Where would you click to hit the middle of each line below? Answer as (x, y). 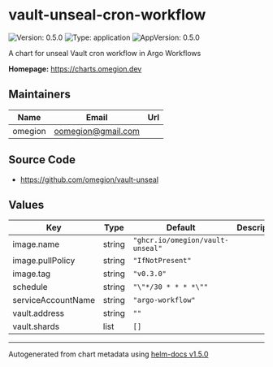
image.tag (32, 274)
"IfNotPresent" (162, 261)
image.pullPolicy (44, 261)
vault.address (39, 313)
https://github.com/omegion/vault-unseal (89, 179)
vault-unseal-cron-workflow (107, 15)
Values (26, 205)
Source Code (42, 160)
